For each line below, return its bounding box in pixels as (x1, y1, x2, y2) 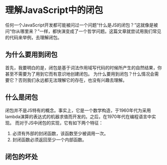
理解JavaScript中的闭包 (5, 4, 103, 16)
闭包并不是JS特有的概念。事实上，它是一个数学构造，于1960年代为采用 (5, 107, 151, 113)
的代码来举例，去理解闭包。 (5, 34, 62, 40)
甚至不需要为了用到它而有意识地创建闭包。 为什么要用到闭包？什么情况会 (5, 71, 155, 77)
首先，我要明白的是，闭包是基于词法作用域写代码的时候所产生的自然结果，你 (5, 64, 162, 70)
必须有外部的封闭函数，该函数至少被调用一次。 (12, 130, 108, 136)
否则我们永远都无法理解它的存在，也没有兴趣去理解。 (18, 77, 127, 83)
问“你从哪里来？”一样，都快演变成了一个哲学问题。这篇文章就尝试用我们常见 (5, 28, 162, 34)
